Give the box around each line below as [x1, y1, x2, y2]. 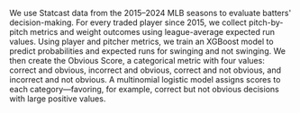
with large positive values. [9, 93, 106, 104]
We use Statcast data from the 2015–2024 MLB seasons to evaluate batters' [9, 8, 292, 18]
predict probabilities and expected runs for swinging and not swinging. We [9, 46, 286, 56]
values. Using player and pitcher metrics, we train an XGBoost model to [9, 36, 274, 47]
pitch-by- [249, 17, 284, 28]
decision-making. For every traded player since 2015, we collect [9, 17, 248, 28]
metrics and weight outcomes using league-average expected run [30, 27, 276, 37]
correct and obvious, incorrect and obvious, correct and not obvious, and [9, 65, 282, 75]
